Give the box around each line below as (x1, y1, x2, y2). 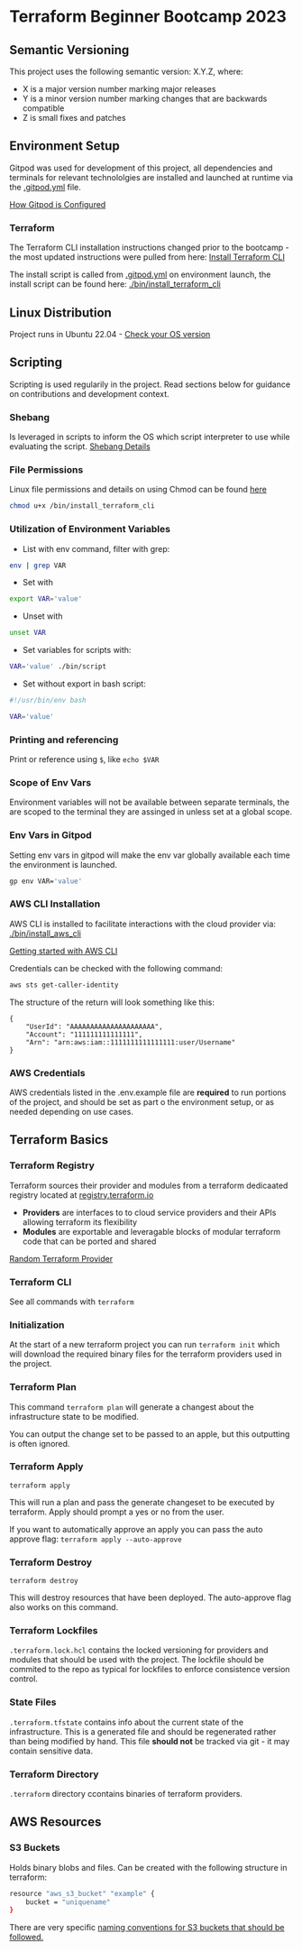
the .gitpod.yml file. (9, 181, 81, 192)
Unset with (22, 611, 63, 621)
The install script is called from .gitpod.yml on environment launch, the (9, 269, 271, 281)
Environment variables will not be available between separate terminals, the (9, 796, 290, 808)
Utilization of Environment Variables (9, 523, 171, 536)
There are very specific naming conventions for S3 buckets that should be (9, 1922, 286, 1933)
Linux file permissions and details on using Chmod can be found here (9, 484, 268, 495)
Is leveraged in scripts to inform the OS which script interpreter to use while (9, 431, 290, 443)
